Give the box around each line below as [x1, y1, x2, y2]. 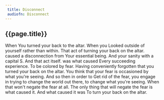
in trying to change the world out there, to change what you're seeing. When [5, 79, 159, 85]
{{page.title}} [5, 30, 47, 38]
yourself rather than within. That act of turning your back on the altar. [5, 48, 145, 54]
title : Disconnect [7, 7, 45, 12]
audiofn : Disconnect [7, 12, 49, 17]
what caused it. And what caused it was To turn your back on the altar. [5, 89, 148, 95]
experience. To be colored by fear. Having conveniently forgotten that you [5, 63, 154, 69]
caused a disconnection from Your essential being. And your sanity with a [5, 53, 154, 59]
